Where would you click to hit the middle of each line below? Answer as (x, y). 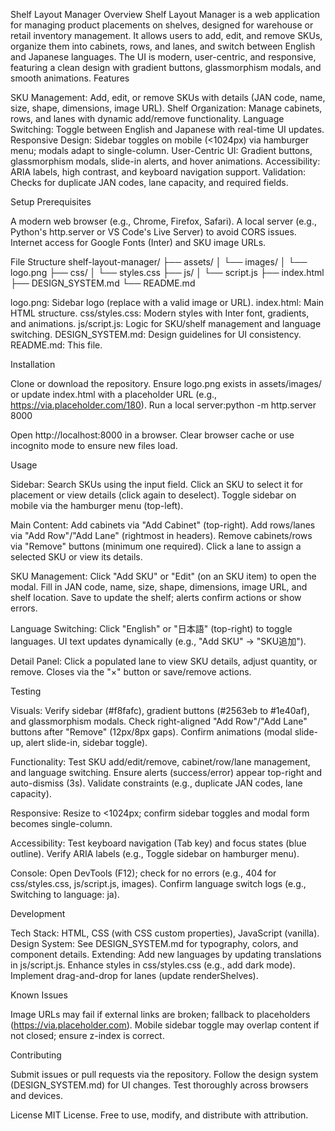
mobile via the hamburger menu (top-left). (97, 505)
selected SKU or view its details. (76, 557)
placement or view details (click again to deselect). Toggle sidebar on (153, 495)
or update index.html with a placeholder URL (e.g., (114, 394)
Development (38, 913)
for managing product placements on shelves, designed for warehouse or (162, 25)
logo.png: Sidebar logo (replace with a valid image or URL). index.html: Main (167, 302)
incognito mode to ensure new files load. (94, 445)
